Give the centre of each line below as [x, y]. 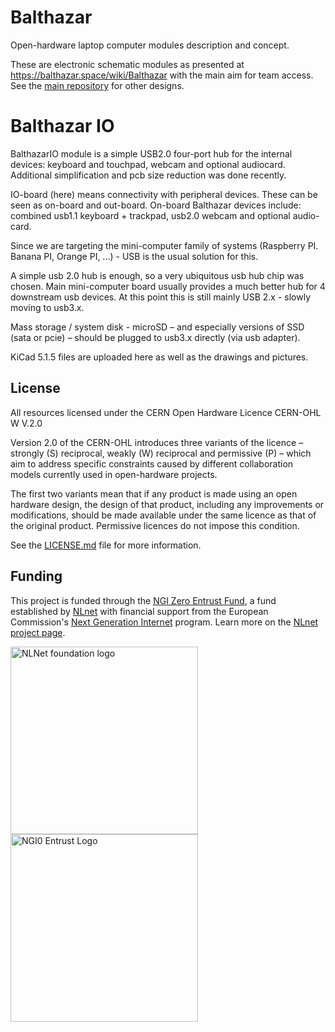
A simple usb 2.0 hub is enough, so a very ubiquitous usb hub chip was [157, 275]
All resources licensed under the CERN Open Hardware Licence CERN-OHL [166, 412]
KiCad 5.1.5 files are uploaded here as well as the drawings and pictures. [159, 357]
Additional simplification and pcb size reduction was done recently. [148, 175]
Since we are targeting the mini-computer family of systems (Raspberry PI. [164, 245]
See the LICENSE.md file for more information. [106, 545]
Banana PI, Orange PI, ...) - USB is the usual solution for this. [134, 256]
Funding [36, 576]
